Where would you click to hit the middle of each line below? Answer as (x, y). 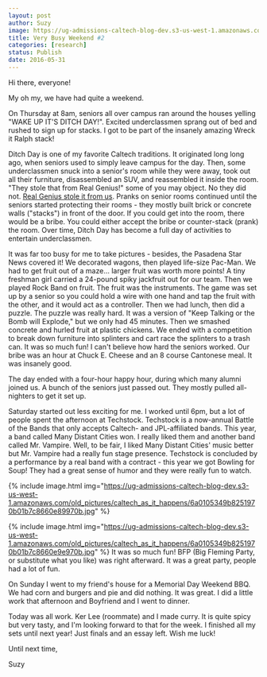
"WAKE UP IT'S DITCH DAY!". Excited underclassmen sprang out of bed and (133, 122)
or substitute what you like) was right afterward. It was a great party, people (132, 560)
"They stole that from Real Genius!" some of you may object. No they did (127, 188)
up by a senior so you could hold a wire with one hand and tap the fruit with (132, 296)
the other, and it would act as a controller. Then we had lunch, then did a (126, 304)
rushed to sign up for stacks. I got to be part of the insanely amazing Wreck (132, 130)
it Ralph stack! (31, 138)
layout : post (30, 15)
